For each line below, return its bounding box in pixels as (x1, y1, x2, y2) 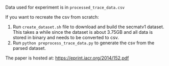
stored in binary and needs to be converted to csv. (12, 35, 119, 40)
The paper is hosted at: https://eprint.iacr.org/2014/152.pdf (5, 55, 129, 61)
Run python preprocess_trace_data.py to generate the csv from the (12, 40, 155, 46)
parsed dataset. (12, 45, 46, 51)
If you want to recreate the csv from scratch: (5, 14, 100, 20)
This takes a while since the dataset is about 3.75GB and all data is (12, 29, 153, 35)
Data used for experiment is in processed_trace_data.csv (5, 5, 125, 10)
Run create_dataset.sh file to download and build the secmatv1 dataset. (12, 24, 164, 30)
